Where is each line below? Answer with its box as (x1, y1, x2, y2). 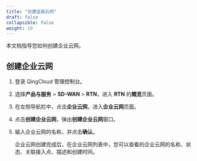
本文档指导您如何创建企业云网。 (6, 42, 84, 49)
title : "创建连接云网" (6, 8, 57, 15)
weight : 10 (6, 25, 33, 31)
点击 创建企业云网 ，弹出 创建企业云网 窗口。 (14, 116, 119, 123)
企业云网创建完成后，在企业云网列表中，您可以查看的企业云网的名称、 (14, 141, 186, 148)
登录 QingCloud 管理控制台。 (14, 78, 86, 85)
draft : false (6, 14, 38, 20)
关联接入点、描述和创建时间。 (25, 149, 98, 156)
